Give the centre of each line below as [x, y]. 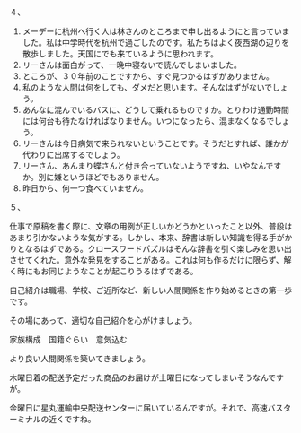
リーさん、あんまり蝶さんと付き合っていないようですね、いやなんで [148, 166]
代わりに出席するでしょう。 [73, 155]
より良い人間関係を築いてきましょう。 [80, 359]
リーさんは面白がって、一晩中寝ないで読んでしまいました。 [132, 65]
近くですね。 [72, 419]
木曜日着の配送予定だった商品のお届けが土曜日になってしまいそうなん [139, 377]
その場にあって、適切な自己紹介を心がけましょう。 [103, 320]
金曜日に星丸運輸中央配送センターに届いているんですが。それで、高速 [138, 408]
